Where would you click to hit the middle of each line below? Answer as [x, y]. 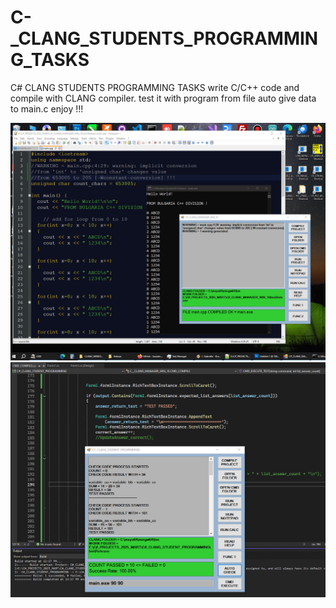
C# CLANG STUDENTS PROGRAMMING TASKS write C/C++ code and [155, 87]
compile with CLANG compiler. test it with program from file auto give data [163, 98]
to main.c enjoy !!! [47, 108]
